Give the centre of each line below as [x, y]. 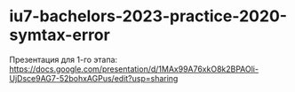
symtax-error [60, 35]
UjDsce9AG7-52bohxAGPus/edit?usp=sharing [94, 78]
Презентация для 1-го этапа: [64, 59]
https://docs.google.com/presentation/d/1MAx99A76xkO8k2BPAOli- [134, 69]
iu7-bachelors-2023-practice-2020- [148, 16]
